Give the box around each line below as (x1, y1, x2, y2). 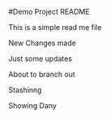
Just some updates (8, 54, 73, 63)
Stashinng (8, 85, 42, 95)
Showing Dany (8, 101, 57, 110)
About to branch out (8, 70, 75, 79)
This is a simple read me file (8, 23, 102, 32)
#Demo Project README (8, 7, 91, 16)
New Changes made (8, 38, 77, 48)
